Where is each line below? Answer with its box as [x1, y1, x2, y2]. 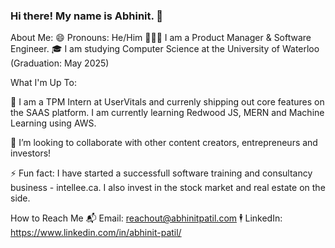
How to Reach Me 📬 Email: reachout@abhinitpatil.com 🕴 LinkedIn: [10, 212, 283, 224]
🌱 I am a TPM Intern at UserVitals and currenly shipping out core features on [10, 96, 325, 108]
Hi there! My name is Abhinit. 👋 [10, 9, 164, 23]
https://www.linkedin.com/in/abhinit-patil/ [10, 227, 182, 239]
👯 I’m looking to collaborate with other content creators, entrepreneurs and [10, 137, 318, 149]
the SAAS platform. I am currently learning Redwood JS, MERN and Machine [10, 107, 325, 119]
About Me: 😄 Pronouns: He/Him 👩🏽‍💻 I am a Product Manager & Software [10, 32, 312, 44]
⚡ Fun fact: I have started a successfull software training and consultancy [10, 167, 313, 179]
